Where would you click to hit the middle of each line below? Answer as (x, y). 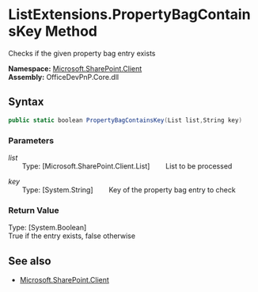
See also (30, 261)
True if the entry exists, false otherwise (72, 236)
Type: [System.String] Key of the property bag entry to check (129, 190)
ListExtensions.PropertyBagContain (129, 15)
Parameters (31, 140)
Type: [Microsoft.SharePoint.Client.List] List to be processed (127, 166)
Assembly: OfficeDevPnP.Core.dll (64, 77)
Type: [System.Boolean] (47, 228)
